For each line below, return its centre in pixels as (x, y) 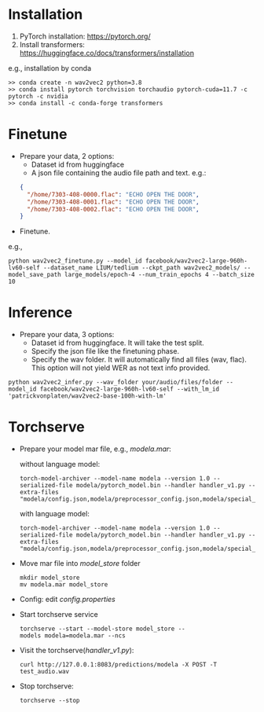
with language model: (55, 514)
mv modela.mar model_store (64, 585)
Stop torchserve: (47, 686)
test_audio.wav (44, 672)
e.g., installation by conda (50, 68)
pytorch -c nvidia (38, 96)
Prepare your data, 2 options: (67, 156)
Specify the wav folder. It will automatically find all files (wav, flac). (139, 360)
